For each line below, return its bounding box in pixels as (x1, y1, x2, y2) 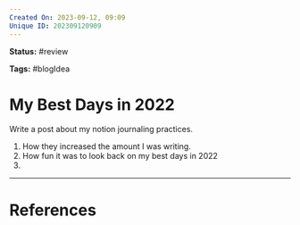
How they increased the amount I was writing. (21, 141, 192, 152)
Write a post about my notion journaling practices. (9, 124, 194, 135)
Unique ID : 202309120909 (9, 21, 102, 30)
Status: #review (9, 46, 69, 56)
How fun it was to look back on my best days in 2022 (21, 151, 219, 162)
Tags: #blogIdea (9, 63, 71, 74)
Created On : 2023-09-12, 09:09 (9, 12, 126, 22)
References (9, 200, 96, 220)
